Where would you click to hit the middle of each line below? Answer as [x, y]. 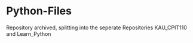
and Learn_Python [29, 33]
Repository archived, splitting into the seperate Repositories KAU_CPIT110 [96, 27]
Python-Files [39, 11]
